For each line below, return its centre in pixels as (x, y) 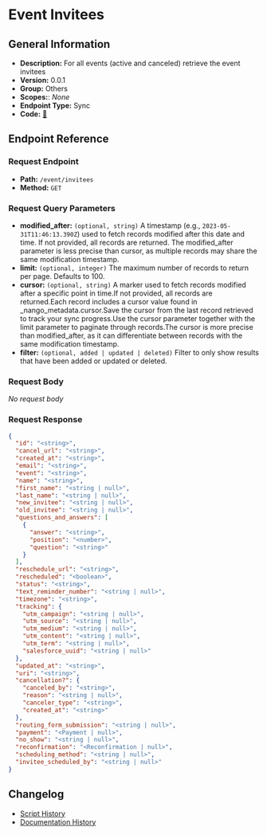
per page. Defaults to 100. (62, 276)
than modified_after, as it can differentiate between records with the (131, 335)
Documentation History (58, 821)
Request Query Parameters (62, 208)
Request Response (45, 420)
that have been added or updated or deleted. (93, 361)
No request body (36, 399)
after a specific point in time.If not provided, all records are (116, 293)
